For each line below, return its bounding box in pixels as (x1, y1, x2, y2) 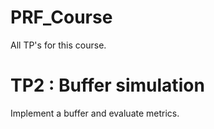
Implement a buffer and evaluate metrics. (10, 107, 180, 119)
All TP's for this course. (10, 39, 107, 51)
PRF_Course (10, 6, 113, 29)
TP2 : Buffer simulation (10, 74, 205, 97)
